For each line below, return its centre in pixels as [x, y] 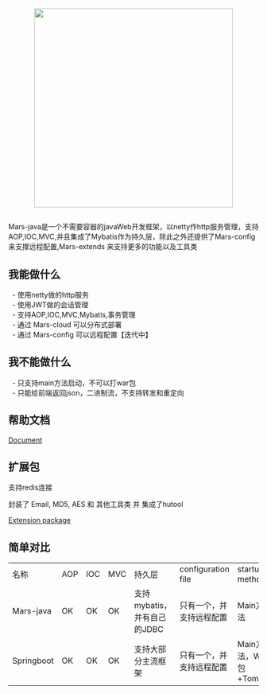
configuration [205, 569]
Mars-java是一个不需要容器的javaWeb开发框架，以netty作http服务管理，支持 [133, 227]
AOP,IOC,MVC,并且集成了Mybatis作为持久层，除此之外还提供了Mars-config [132, 237]
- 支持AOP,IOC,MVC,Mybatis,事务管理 [74, 315]
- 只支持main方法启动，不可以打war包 [74, 383]
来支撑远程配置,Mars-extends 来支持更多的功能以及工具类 [103, 247]
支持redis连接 [31, 487]
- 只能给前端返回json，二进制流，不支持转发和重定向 [98, 392]
